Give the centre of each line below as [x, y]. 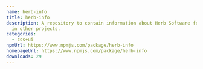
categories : [21, 34]
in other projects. [36, 28]
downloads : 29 [24, 56]
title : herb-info [28, 17]
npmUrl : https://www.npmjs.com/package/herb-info [70, 46]
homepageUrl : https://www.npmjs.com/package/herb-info [77, 51]
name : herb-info [27, 12]
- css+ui [23, 40]
